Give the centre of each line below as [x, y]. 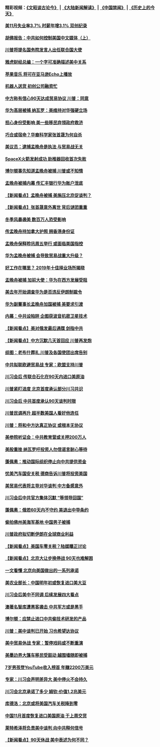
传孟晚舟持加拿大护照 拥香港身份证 [40, 231]
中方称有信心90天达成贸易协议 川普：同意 [47, 98]
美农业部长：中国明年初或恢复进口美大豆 [46, 583]
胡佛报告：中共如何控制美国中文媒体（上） [48, 38]
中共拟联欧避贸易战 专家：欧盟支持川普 [44, 364]
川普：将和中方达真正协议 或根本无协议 [44, 425]
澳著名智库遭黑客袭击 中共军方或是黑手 [44, 607]
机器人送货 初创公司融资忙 [31, 86]
